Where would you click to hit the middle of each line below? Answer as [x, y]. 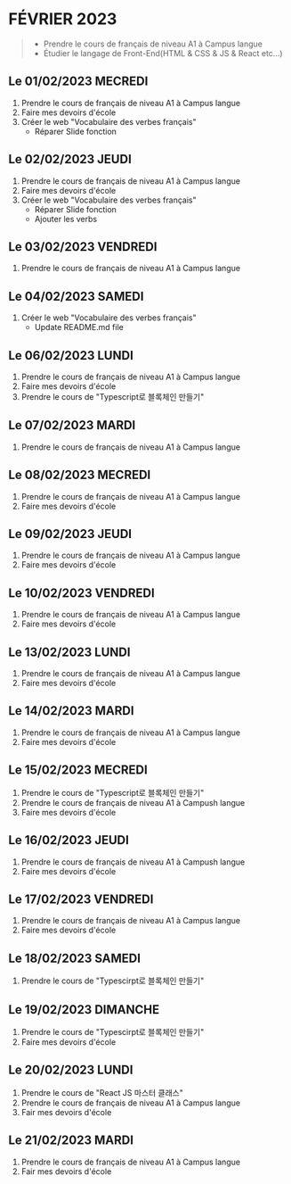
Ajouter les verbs [66, 219]
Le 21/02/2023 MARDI [71, 1141]
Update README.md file [79, 327]
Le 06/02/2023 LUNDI [71, 356]
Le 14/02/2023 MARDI [71, 711]
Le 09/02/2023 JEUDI [70, 534]
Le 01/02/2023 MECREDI [78, 82]
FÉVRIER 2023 [63, 19]
